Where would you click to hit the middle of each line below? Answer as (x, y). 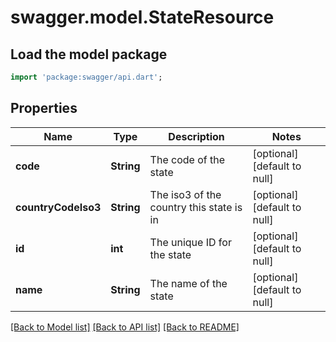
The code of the (187, 159)
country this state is (196, 207)
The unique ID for (190, 242)
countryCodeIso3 (58, 207)
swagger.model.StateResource (142, 17)
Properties (44, 108)
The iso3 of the (185, 194)
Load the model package (89, 54)
